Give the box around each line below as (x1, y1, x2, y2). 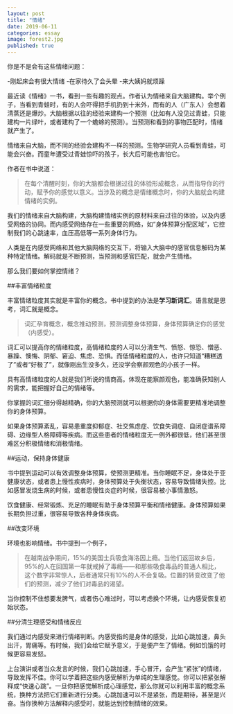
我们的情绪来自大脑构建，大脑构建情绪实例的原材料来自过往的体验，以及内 (7, 211, 220, 219)
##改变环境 (7, 524, 40, 532)
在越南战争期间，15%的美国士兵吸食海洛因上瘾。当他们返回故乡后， (24, 554, 219, 561)
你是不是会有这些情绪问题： (7, 62, 87, 70)
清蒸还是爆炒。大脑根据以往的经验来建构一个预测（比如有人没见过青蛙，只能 (7, 109, 226, 117)
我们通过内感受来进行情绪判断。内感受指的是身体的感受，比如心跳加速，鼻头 (7, 632, 226, 641)
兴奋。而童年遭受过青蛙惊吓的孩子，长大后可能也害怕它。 (19, 150, 184, 158)
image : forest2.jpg (7, 36, 64, 43)
